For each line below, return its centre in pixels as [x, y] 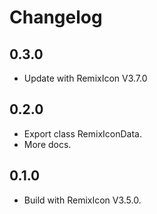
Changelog [56, 17]
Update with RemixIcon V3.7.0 [85, 78]
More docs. [47, 144]
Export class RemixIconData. [82, 133]
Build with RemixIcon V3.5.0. [82, 200]
